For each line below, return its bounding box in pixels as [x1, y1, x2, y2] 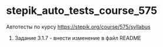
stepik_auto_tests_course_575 [6, 4, 158, 17]
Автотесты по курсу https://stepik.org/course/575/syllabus [6, 23, 151, 30]
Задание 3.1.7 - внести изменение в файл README [14, 34, 141, 41]
